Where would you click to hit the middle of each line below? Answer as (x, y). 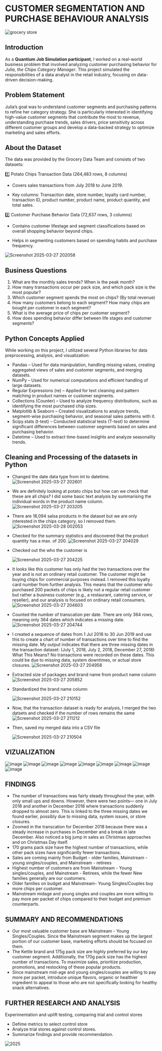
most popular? (26, 292)
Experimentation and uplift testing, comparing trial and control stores (74, 1015)
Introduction (24, 47)
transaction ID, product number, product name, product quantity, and (81, 200)
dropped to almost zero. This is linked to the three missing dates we (80, 811)
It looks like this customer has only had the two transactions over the (81, 569)
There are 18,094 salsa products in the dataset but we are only (74, 516)
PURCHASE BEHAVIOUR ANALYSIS (77, 19)
